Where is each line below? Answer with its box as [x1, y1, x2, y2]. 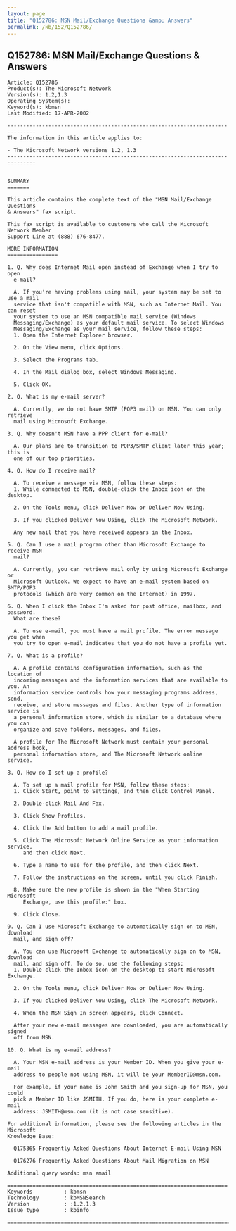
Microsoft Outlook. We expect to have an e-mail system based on [13, 578, 209, 585]
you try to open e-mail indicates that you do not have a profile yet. [13, 640, 228, 647]
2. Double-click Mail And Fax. [13, 800, 105, 807]
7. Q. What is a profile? [7, 652, 83, 659]
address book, [7, 744, 49, 752]
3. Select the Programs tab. [13, 356, 99, 363]
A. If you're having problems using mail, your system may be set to [13, 289, 221, 296]
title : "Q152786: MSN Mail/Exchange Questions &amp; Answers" [7, 17, 193, 24]
